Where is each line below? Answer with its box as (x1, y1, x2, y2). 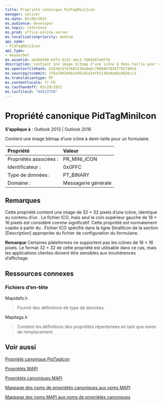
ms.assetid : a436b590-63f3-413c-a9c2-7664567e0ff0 (5, 57, 110, 62)
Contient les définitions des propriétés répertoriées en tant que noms (17, 324, 156, 330)
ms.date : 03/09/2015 (5, 16, 47, 21)
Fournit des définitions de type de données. (17, 305, 105, 310)
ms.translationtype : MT (5, 75, 54, 80)
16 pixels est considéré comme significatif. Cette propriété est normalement (5, 220, 157, 226)
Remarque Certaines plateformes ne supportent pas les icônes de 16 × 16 (5, 239, 154, 245)
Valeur (63, 147, 79, 154)
